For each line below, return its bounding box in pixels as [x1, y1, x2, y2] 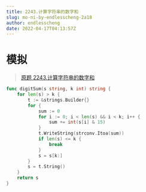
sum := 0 [38, 108, 60, 114]
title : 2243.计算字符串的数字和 [6, 8, 79, 15]
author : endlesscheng [6, 20, 60, 26]
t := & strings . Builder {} [28, 97, 90, 103]
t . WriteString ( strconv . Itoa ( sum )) [38, 130, 124, 136]
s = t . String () [28, 164, 66, 170]
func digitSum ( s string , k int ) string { [6, 86, 111, 92]
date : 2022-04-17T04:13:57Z [6, 25, 77, 32]
